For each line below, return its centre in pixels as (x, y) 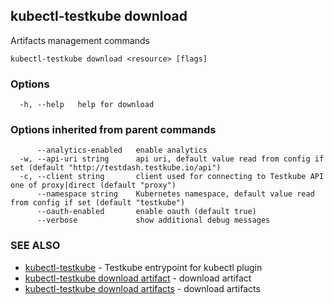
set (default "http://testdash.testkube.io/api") (116, 168)
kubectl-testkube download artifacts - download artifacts (142, 288)
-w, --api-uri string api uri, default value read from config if (172, 159)
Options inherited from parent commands (113, 130)
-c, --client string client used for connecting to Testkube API (172, 177)
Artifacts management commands (80, 40)
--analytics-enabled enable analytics (122, 150)
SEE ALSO (35, 246)
